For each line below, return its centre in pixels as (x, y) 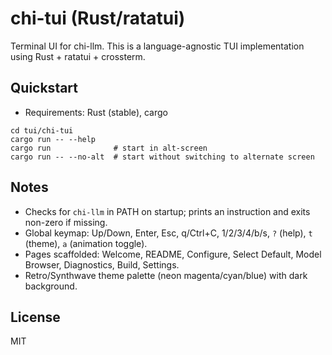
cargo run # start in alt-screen (109, 148)
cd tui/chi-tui (42, 130)
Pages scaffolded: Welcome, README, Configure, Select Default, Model (173, 254)
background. (51, 286)
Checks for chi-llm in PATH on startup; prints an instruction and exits (167, 211)
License (35, 317)
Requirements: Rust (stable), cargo (96, 112)
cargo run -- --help (53, 139)
